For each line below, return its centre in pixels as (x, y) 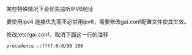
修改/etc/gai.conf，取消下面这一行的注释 (57, 34)
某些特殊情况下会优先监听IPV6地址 (50, 9)
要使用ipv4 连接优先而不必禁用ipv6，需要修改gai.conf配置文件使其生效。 (98, 22)
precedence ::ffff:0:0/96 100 (45, 46)
